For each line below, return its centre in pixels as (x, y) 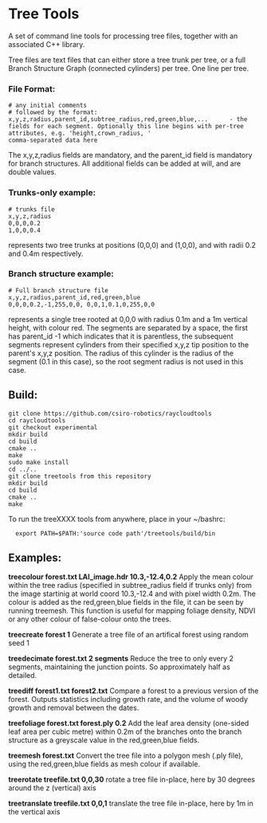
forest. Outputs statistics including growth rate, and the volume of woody (128, 700)
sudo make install (39, 462)
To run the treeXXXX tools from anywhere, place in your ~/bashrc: (117, 519)
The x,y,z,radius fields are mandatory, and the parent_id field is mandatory (130, 155)
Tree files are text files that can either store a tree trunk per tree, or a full (127, 60)
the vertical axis (34, 812)
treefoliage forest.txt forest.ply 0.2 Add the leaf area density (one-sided (129, 723)
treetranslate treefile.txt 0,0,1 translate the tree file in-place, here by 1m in (131, 803)
